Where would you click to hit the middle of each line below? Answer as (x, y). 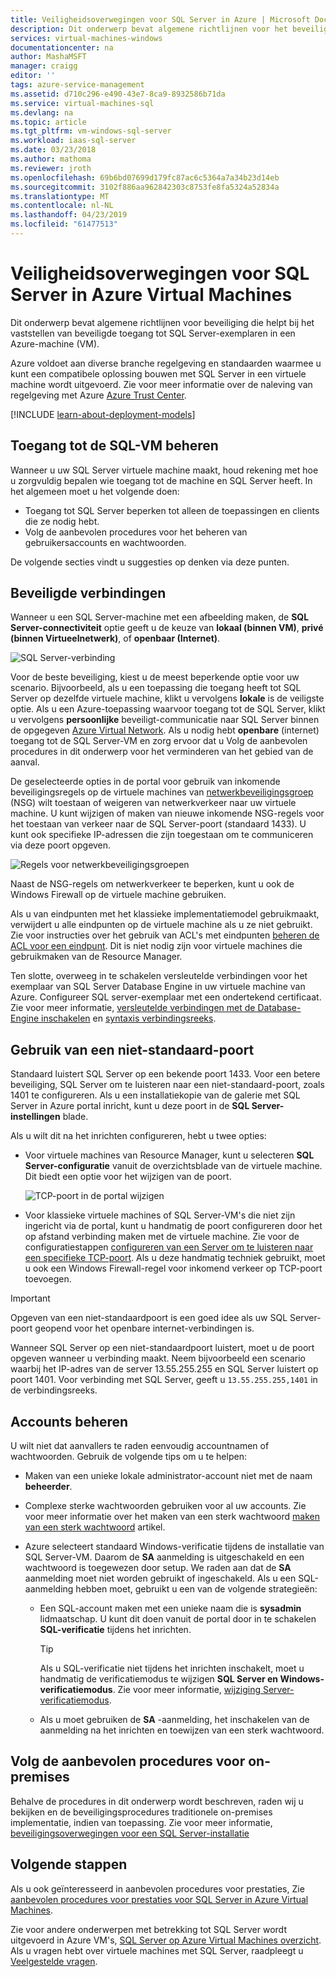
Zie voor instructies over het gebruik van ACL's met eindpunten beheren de (165, 935)
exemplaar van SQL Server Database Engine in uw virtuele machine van (158, 987)
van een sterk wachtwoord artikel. (95, 1527)
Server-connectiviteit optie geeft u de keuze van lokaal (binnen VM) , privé (167, 628)
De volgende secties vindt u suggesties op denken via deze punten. (150, 562)
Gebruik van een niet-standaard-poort (132, 1049)
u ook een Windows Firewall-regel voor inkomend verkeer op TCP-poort (173, 1268)
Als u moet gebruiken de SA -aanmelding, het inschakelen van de (174, 1720)
